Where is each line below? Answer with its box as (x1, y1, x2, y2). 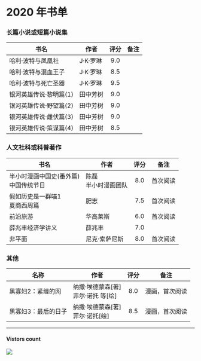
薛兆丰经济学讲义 (9, 224, 58, 232)
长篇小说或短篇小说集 (6, 28, 68, 36)
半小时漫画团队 (86, 180, 128, 189)
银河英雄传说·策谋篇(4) (9, 124, 74, 132)
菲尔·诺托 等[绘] (72, 292, 117, 300)
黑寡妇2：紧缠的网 (9, 287, 62, 296)
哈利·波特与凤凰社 (9, 57, 59, 65)
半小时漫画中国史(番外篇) (9, 172, 80, 180)
